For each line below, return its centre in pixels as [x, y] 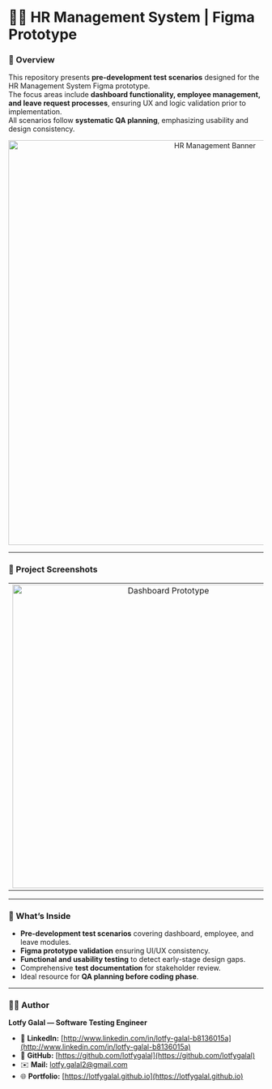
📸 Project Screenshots [53, 569]
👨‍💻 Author [29, 1005]
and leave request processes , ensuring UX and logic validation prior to [127, 103]
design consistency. [42, 129]
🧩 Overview [32, 60]
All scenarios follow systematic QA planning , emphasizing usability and [128, 121]
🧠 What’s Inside [40, 916]
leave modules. [45, 942]
